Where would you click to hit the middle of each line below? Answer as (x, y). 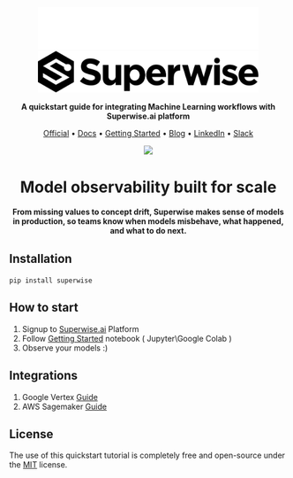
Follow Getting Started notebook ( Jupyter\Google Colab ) (127, 338)
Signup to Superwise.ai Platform (80, 328)
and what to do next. (148, 231)
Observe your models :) (65, 348)
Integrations (43, 376)
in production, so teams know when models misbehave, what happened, (148, 221)
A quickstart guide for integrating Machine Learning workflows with (148, 107)
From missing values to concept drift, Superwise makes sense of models (148, 212)
